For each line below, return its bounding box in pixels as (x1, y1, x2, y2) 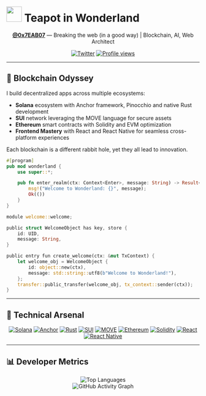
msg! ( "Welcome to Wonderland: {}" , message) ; (28, 185, 147, 192)
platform (15, 133, 37, 141)
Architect (91, 37, 115, 45)
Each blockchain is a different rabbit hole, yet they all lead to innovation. (6, 146, 188, 153)
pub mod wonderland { (6, 163, 62, 170)
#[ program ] (6, 157, 34, 163)
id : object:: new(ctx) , (28, 264, 86, 271)
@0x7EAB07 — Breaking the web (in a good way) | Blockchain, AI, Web (12, 31, 194, 39)
